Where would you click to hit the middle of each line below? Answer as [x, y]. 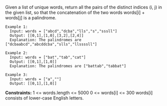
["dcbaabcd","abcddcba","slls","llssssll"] [51, 44]
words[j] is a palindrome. [31, 18]
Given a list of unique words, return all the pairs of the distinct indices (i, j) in [84, 7]
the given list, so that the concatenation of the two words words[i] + [75, 12]
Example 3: [16, 75]
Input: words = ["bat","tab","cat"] [48, 57]
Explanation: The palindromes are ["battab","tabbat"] [68, 66]
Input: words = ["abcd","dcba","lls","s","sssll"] [63, 31]
